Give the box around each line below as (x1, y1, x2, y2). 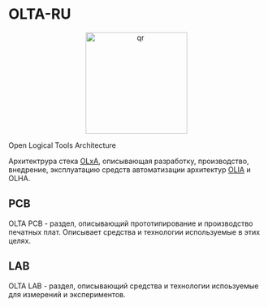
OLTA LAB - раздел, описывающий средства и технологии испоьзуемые (8, 281, 259, 291)
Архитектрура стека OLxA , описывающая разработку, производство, (8, 156, 249, 166)
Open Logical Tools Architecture (8, 140, 116, 150)
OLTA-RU (8, 5, 71, 24)
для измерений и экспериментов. (8, 289, 126, 299)
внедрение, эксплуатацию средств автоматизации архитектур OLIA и (8, 164, 251, 175)
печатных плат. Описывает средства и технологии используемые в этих (8, 227, 261, 236)
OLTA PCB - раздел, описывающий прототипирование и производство (8, 218, 253, 228)
